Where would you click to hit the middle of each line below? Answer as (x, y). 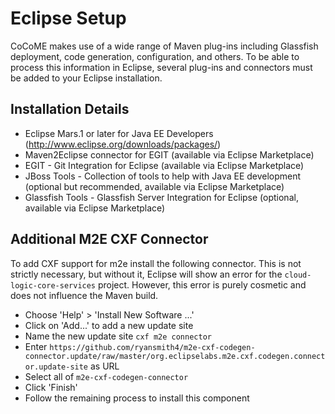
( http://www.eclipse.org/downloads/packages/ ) (123, 144)
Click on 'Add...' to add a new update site (109, 325)
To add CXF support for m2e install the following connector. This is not (156, 263)
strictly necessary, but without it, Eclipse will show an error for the (146, 274)
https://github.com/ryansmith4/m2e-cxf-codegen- (152, 347)
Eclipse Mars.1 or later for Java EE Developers (119, 133)
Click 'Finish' (51, 387)
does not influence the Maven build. (84, 295)
